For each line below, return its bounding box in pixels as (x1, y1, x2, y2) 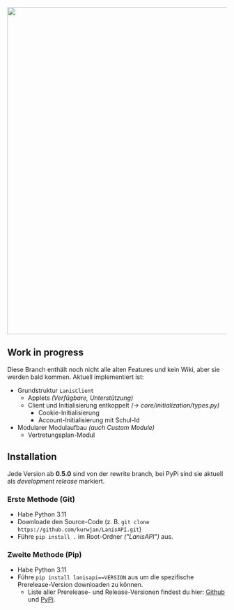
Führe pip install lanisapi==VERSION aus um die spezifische (17, 573, 194, 581)
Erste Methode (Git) (7, 494, 75, 504)
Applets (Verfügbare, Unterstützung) (27, 394, 134, 402)
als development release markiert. (7, 477, 105, 485)
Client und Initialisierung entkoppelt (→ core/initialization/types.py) (27, 401, 220, 409)
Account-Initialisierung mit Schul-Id (38, 415, 140, 424)
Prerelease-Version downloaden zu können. (17, 581, 143, 589)
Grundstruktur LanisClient (17, 386, 94, 394)
